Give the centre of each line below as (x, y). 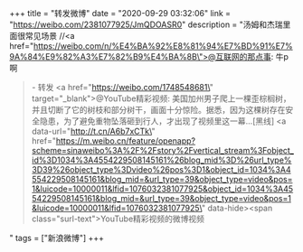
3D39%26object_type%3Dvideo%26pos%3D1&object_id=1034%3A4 (161, 169)
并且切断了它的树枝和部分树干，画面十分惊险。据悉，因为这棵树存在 (158, 110)
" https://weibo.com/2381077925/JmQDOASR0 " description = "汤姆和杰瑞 (146, 24)
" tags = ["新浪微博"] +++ (57, 238)
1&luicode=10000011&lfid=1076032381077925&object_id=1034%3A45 (162, 189)
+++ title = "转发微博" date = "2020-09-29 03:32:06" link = (120, 13)
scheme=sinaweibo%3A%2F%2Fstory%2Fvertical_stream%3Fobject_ (162, 150)
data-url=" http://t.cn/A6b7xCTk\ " (93, 131)
